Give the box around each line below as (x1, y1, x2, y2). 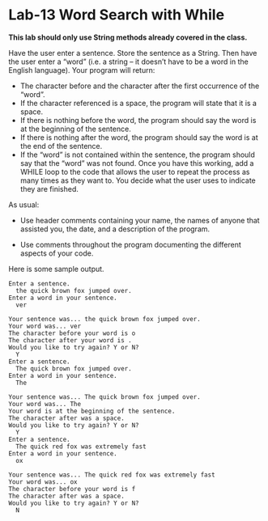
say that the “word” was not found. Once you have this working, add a (19, 158, 254, 167)
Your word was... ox (8, 477, 79, 486)
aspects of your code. (19, 248, 94, 258)
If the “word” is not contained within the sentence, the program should (19, 150, 255, 159)
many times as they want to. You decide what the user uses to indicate (19, 176, 257, 185)
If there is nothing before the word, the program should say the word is (19, 115, 257, 125)
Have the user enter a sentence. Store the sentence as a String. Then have (8, 48, 257, 57)
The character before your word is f (8, 485, 136, 493)
